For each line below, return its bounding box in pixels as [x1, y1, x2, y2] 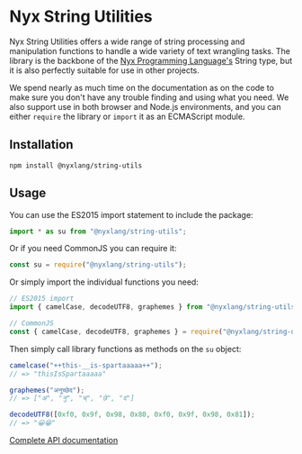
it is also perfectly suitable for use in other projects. [9, 65, 200, 76]
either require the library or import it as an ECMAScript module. [9, 111, 245, 122]
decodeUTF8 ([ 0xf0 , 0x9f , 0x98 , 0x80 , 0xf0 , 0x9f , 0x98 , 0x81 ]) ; [9, 410, 255, 420]
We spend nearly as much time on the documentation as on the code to [9, 82, 274, 93]
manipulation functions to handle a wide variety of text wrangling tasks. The [9, 45, 290, 56]
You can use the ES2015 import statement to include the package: [9, 209, 253, 220]
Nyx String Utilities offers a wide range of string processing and [9, 36, 245, 47]
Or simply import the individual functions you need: [9, 277, 200, 287]
